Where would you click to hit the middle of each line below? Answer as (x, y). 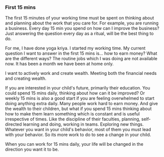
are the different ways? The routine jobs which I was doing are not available (81, 59)
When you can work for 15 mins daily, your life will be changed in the (74, 144)
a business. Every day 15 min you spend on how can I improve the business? (82, 28)
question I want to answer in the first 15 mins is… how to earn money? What (81, 53)
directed (13, 124)
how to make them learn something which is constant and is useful (72, 114)
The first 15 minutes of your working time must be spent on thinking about (80, 18)
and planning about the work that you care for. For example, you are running (82, 23)
